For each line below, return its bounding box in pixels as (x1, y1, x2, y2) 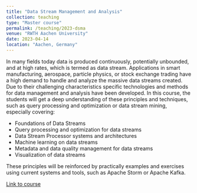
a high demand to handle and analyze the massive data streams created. (6, 76, 183, 83)
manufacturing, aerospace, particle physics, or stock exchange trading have (6, 70, 192, 78)
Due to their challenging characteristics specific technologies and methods (6, 83, 189, 90)
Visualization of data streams (14, 151, 86, 158)
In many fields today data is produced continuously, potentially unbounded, (6, 57, 189, 65)
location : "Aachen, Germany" (6, 42, 78, 48)
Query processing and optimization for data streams (14, 126, 142, 133)
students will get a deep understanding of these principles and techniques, (6, 95, 188, 102)
